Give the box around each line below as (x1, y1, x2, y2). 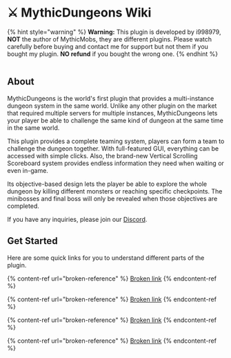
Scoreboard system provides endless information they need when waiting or (7, 159, 224, 167)
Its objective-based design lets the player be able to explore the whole (7, 180, 208, 188)
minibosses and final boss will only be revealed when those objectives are (7, 194, 218, 202)
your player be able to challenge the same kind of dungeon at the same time (7, 116, 224, 124)
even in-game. (7, 166, 48, 174)
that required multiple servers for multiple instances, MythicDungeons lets (7, 109, 218, 117)
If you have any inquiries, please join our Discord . (7, 215, 148, 223)
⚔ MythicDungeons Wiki (7, 5, 152, 21)
